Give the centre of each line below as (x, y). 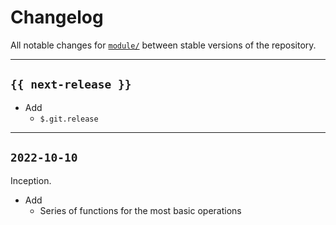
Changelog (57, 17)
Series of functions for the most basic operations (140, 210)
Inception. (31, 180)
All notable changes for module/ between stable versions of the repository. (163, 45)
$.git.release (69, 119)
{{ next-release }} (71, 84)
